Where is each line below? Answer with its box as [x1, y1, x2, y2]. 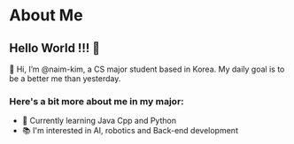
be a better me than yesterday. [9, 73, 121, 84]
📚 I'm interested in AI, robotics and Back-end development [21, 125, 239, 136]
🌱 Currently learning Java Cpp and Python [21, 116, 177, 126]
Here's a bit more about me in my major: [9, 95, 184, 107]
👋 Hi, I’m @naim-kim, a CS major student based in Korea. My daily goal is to [9, 64, 285, 74]
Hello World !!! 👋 [9, 41, 100, 56]
